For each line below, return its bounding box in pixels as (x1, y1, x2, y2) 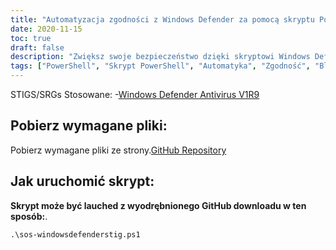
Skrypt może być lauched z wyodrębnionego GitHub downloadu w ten (10, 199, 307, 211)
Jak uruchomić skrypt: (10, 173, 155, 190)
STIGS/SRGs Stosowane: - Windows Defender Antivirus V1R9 (10, 89, 260, 100)
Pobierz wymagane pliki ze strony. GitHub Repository (10, 144, 227, 156)
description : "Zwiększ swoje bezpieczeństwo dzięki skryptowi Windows (10, 52, 311, 62)
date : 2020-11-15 (10, 24, 83, 34)
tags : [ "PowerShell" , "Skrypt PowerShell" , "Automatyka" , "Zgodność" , (10, 61, 311, 71)
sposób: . (10, 210, 48, 222)
